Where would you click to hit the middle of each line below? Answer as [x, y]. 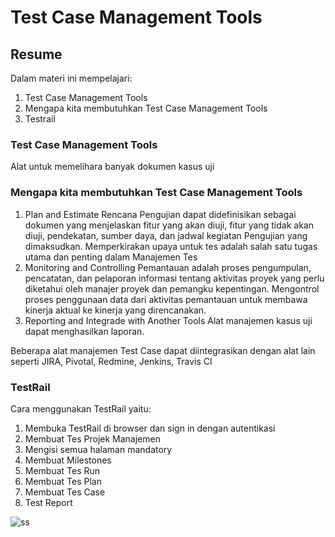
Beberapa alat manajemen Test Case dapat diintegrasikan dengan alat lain [163, 350]
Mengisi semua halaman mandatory [98, 449]
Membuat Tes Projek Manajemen [92, 438]
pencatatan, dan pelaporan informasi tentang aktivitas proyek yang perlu [174, 278]
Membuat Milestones [68, 460]
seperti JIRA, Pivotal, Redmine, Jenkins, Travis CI [111, 361]
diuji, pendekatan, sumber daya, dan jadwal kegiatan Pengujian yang [166, 235]
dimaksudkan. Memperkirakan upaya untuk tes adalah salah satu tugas [171, 246]
